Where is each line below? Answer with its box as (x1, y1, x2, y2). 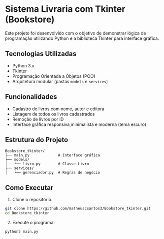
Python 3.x (12, 62, 34, 68)
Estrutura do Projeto (5, 135, 68, 144)
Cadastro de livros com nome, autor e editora (12, 106, 104, 112)
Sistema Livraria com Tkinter (5, 3, 126, 15)
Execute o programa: (12, 219, 55, 225)
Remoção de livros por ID (12, 116, 64, 122)
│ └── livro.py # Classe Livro (5, 161, 90, 167)
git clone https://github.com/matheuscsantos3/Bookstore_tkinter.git (5, 206, 151, 211)
